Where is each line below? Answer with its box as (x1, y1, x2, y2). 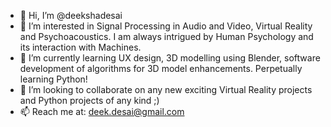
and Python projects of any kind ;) (19, 95, 160, 106)
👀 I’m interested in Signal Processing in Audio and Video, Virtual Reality (19, 20, 313, 32)
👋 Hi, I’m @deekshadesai (19, 10, 123, 21)
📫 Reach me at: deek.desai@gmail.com (19, 106, 185, 117)
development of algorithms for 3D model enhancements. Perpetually (19, 63, 303, 74)
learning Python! (19, 73, 88, 85)
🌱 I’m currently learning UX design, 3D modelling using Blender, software (19, 52, 321, 64)
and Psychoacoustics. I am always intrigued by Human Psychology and (19, 31, 314, 42)
